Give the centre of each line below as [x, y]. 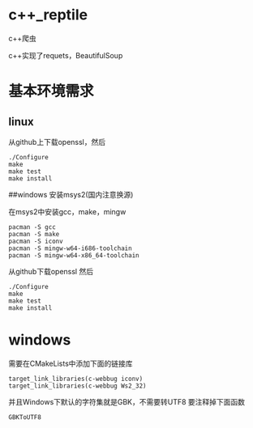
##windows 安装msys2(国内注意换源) [71, 194]
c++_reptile [48, 15]
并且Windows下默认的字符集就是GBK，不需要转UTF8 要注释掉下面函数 [127, 401]
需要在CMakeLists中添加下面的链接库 [71, 363]
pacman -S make [34, 234]
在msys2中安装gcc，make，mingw [67, 211]
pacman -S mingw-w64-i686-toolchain [70, 248]
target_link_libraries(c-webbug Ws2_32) [78, 386]
